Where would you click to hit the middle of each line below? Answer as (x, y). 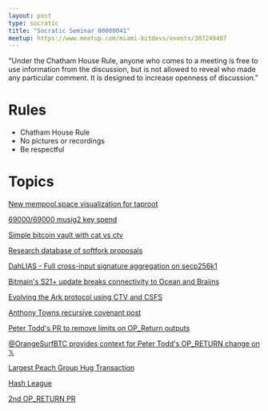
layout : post (30, 16)
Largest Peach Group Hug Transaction (72, 368)
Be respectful (42, 150)
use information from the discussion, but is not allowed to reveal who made (132, 70)
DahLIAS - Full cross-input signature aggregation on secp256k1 (113, 266)
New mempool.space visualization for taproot (83, 204)
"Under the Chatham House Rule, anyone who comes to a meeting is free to (133, 61)
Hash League (30, 383)
